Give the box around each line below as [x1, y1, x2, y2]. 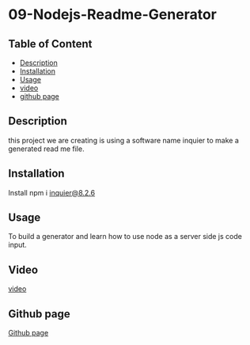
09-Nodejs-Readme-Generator [8, 6, 218, 24]
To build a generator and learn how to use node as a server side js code [8, 232, 243, 241]
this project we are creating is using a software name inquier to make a [8, 135, 240, 145]
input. [8, 240, 28, 250]
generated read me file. [8, 144, 85, 154]
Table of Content [8, 37, 93, 51]
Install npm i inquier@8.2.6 [8, 188, 96, 197]
